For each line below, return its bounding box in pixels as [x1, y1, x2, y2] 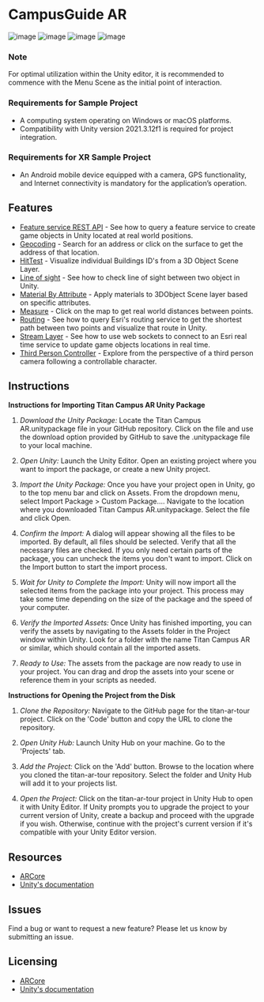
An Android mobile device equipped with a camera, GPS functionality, [19, 170, 247, 179]
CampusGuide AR [8, 6, 127, 24]
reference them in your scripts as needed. [19, 676, 157, 685]
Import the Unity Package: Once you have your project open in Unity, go [19, 480, 255, 489]
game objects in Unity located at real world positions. [19, 231, 194, 240]
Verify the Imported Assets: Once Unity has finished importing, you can [19, 618, 252, 627]
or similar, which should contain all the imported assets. [19, 643, 202, 653]
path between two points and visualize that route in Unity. [19, 322, 208, 333]
